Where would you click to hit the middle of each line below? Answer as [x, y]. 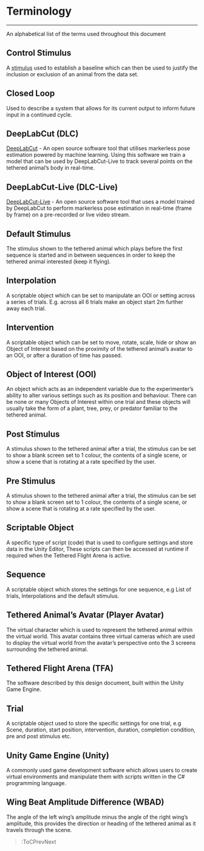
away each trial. [26, 308]
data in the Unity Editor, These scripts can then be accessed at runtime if [97, 549]
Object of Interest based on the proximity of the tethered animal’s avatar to [100, 348]
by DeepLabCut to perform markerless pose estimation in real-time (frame [99, 208]
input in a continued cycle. [39, 115]
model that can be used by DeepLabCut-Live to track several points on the [100, 161]
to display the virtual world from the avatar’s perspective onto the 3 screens [101, 642]
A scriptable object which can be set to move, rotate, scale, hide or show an [101, 342]
